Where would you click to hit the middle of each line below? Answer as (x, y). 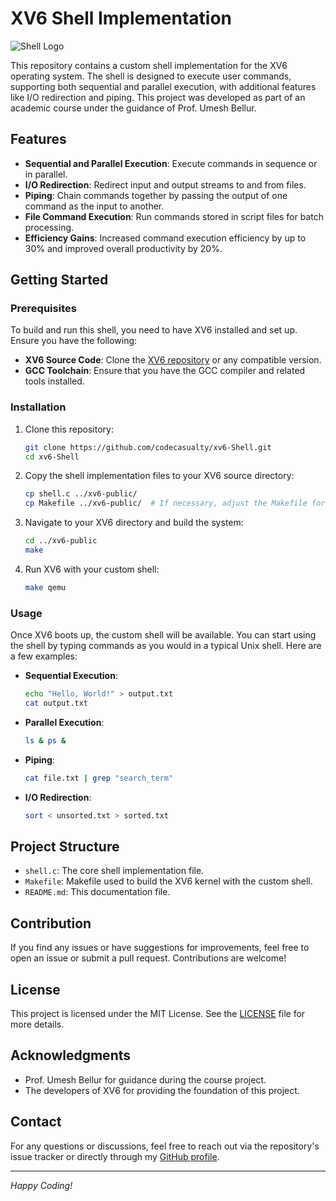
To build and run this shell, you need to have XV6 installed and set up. (154, 330)
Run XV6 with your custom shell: (92, 569)
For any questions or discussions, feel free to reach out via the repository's (165, 1146)
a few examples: (44, 656)
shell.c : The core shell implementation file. (114, 871)
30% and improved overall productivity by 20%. (123, 248)
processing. (49, 227)
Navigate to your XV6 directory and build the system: (134, 523)
